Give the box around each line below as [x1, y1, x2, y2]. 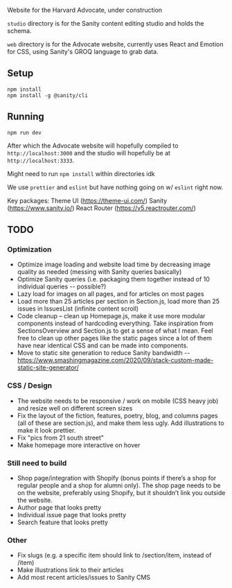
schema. [7, 27, 32, 35]
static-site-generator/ [17, 363, 79, 372]
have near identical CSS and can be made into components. [17, 341, 188, 349]
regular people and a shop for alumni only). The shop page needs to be [17, 481, 221, 490]
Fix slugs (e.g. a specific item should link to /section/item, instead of [17, 551, 212, 560]
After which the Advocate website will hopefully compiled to [7, 141, 179, 150]
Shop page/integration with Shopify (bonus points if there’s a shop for [17, 474, 217, 482]
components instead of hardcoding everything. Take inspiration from [17, 319, 213, 328]
